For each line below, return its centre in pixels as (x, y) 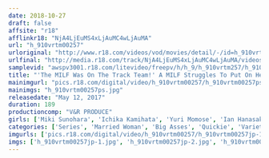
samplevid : (26, 68)
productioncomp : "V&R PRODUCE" (60, 113)
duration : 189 (32, 105)
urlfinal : (25, 61)
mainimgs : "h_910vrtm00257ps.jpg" (66, 90)
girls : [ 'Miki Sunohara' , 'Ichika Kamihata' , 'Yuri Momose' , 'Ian (121, 120)
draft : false (30, 23)
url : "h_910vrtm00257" (46, 45)
